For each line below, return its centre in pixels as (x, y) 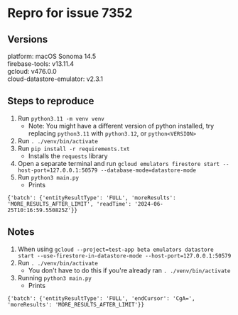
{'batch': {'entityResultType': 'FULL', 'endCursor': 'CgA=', (101, 298)
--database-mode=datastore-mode (148, 170)
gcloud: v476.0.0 (32, 71)
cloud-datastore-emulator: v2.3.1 (55, 79)
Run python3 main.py (48, 177)
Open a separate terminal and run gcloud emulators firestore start (119, 163)
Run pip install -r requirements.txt (74, 148)
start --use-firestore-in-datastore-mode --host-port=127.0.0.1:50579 (124, 256)
